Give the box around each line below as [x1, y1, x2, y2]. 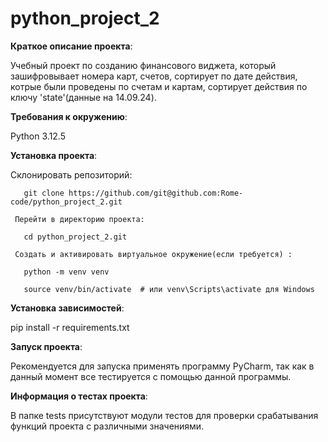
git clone [23, 188, 65, 198]
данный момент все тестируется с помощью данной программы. [10, 370, 292, 382]
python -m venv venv [23, 267, 110, 277]
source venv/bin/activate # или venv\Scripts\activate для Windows [23, 284, 315, 294]
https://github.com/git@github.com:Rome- [68, 188, 244, 198]
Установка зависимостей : [10, 302, 125, 314]
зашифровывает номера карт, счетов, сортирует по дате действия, [10, 70, 298, 82]
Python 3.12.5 [10, 130, 67, 142]
